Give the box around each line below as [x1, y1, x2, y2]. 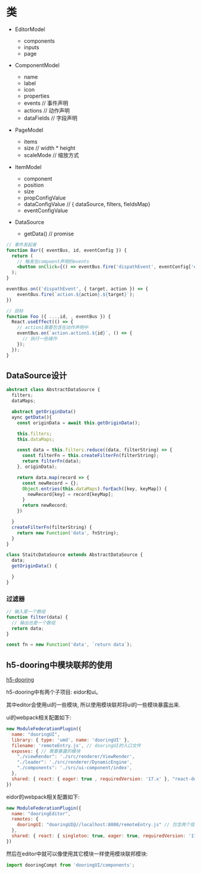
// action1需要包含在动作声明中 [17, 325, 89, 331]
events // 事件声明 [23, 99, 69, 107]
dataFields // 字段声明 [23, 114, 78, 122]
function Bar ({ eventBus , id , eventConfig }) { [6, 247, 127, 253]
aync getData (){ [11, 414, 52, 420]
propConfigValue [23, 194, 66, 201]
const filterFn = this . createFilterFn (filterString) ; [22, 453, 160, 459]
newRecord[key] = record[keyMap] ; [28, 491, 114, 497]
